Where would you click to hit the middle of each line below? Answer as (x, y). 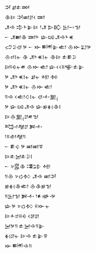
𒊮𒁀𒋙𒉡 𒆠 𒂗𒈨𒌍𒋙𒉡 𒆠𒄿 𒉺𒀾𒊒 (41, 57)
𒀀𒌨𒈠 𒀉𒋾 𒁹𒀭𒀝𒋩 (30, 196)
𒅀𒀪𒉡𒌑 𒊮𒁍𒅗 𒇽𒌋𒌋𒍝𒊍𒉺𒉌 (45, 67)
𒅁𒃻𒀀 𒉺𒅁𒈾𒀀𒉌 (25, 226)
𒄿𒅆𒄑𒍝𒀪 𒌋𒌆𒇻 (22, 216)
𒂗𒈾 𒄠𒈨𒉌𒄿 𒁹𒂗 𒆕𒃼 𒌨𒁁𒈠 (43, 27)
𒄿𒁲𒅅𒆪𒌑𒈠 (22, 117)
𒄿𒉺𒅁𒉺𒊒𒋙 (19, 156)
